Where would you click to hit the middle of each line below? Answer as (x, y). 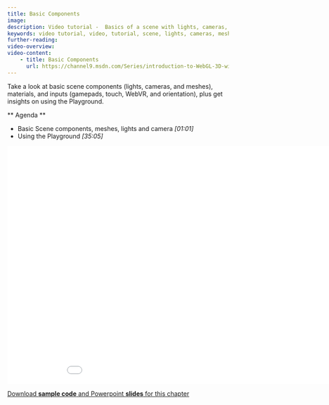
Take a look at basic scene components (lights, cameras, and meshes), (110, 86)
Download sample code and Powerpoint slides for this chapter (98, 393)
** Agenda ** (27, 115)
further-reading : (33, 40)
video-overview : (31, 46)
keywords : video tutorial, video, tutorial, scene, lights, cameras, (111, 33)
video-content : (30, 54)
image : (17, 20)
